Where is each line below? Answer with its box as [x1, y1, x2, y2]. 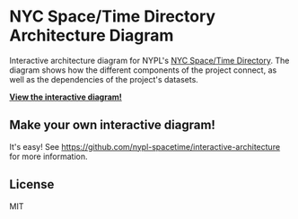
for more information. [9, 151, 88, 162]
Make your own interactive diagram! [9, 118, 215, 133]
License [9, 177, 55, 192]
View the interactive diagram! [9, 92, 123, 102]
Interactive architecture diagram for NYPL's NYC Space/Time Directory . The [9, 55, 290, 66]
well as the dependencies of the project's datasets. [9, 74, 199, 84]
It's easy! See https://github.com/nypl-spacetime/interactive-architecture [9, 141, 281, 152]
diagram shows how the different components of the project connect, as [9, 65, 277, 75]
